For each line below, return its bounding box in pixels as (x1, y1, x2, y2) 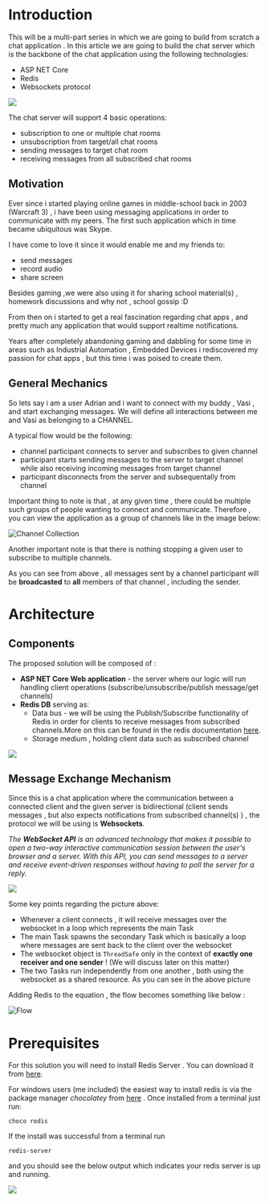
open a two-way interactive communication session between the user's (8, 843, 247, 853)
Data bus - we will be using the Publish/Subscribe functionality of (31, 708, 249, 717)
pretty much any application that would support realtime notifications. (8, 320, 239, 330)
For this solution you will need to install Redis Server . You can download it (8, 1060, 255, 1070)
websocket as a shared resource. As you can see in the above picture (19, 974, 251, 984)
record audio (19, 264, 63, 273)
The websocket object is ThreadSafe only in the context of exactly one (19, 949, 253, 958)
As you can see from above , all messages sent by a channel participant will (8, 568, 259, 578)
